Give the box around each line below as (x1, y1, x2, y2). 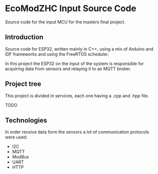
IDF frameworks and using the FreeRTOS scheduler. (5, 51, 109, 57)
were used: (5, 134, 28, 140)
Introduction (5, 33, 44, 41)
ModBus (12, 154, 29, 160)
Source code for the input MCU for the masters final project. (5, 19, 125, 25)
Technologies (5, 116, 48, 124)
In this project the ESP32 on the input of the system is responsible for (5, 60, 144, 66)
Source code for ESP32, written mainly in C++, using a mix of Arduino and (5, 46, 154, 52)
